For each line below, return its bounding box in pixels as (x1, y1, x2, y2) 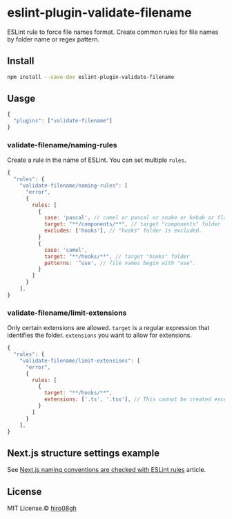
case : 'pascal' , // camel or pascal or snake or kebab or (43, 215, 215, 221)
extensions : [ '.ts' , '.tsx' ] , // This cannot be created (43, 396, 212, 403)
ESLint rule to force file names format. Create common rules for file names (7, 28, 219, 36)
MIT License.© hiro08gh (7, 504, 77, 513)
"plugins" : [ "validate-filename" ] (13, 118, 113, 125)
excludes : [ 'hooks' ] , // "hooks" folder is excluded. (43, 227, 202, 235)
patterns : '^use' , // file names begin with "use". (43, 259, 196, 266)
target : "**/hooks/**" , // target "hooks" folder (43, 253, 190, 260)
